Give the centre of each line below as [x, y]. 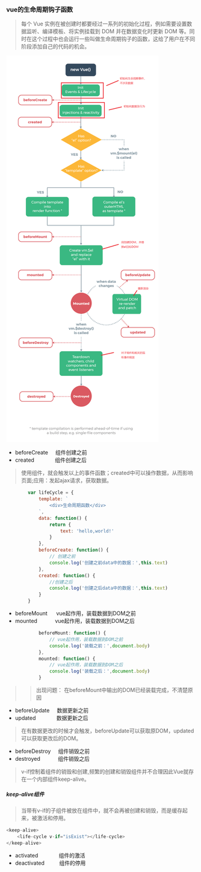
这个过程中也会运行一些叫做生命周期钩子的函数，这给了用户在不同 [113, 39]
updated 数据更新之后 [51, 718]
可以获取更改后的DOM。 [51, 738]
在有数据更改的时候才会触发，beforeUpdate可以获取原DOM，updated [107, 731]
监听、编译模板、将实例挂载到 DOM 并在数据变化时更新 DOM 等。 [108, 31]
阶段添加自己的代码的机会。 [55, 47]
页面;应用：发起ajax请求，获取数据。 [66, 480]
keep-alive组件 [25, 794]
